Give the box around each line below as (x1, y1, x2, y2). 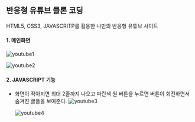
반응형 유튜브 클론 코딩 (6, 5, 84, 16)
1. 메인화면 (6, 37, 31, 44)
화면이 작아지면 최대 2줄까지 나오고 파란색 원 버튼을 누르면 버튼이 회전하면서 (14, 90, 190, 97)
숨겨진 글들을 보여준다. (14, 98, 67, 105)
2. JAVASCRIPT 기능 (6, 76, 56, 83)
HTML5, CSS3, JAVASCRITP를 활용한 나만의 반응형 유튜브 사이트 (6, 22, 158, 29)
